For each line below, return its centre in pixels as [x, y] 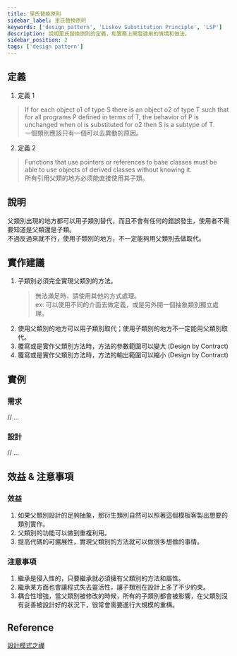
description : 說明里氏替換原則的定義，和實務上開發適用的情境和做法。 [99, 34]
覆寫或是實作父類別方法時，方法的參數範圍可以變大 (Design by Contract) [123, 346]
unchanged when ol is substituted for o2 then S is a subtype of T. [120, 124]
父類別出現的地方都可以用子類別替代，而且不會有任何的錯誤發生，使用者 [112, 220]
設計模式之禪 [26, 645]
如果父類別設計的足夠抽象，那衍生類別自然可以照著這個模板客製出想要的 [122, 515]
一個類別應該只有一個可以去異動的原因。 [83, 133]
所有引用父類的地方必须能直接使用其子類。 [86, 178]
